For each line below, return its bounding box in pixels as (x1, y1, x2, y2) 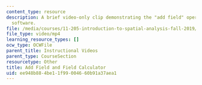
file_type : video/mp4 (6, 31, 61, 37)
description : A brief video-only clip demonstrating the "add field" (6, 14, 185, 20)
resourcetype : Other (6, 59, 58, 65)
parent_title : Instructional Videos (6, 48, 98, 54)
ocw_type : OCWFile (6, 42, 52, 48)
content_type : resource (6, 8, 66, 15)
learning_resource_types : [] (6, 37, 79, 42)
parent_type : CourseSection (6, 53, 77, 59)
